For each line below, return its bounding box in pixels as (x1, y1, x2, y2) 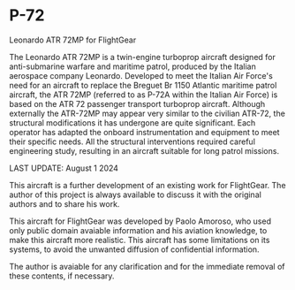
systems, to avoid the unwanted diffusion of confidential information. (9, 244, 260, 255)
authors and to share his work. (9, 198, 120, 209)
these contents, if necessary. (9, 271, 115, 281)
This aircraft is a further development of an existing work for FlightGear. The (9, 179, 286, 190)
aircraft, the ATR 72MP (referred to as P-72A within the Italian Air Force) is (9, 89, 278, 100)
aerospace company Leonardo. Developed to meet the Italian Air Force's (9, 70, 274, 80)
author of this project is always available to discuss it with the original (9, 189, 262, 200)
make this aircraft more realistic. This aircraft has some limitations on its (9, 234, 270, 245)
